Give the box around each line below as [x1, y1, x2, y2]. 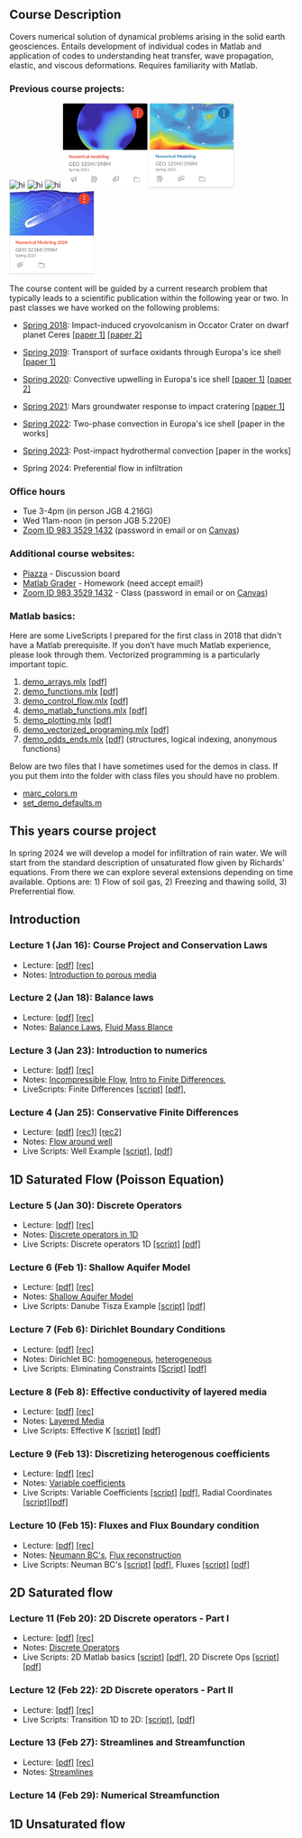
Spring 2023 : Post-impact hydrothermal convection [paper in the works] [22, 445, 291, 456]
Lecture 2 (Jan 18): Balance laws [9, 992, 155, 1004]
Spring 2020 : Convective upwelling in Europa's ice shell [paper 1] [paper [22, 374, 292, 385]
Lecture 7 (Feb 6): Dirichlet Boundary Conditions [9, 1323, 226, 1336]
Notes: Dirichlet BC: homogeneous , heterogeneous [22, 1353, 212, 1364]
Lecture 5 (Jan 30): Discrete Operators [9, 1199, 182, 1212]
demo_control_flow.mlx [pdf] [22, 696, 129, 706]
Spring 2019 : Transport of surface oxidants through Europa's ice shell [22, 347, 281, 358]
